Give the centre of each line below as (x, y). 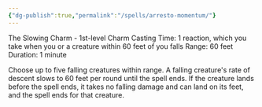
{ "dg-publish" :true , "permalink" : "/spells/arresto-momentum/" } (112, 15)
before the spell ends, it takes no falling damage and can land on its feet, (126, 87)
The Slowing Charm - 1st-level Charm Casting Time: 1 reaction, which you (127, 38)
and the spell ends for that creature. (66, 94)
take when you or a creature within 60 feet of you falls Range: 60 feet (121, 46)
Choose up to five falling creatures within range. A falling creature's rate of (129, 70)
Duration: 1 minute (37, 54)
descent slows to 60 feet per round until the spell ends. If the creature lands (131, 78)
